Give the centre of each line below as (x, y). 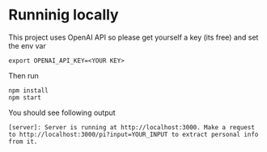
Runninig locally (64, 15)
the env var (27, 45)
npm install (28, 91)
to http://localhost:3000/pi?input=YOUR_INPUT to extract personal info (133, 134)
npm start (25, 97)
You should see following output (62, 112)
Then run (23, 75)
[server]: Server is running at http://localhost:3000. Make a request (131, 127)
